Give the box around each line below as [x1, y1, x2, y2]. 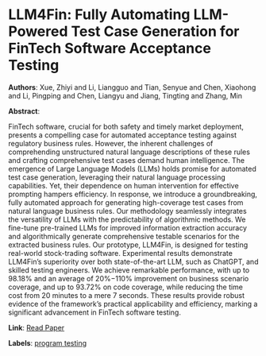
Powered [8, 22, 68, 41]
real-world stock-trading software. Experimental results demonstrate [8, 248, 233, 257]
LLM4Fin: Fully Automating [8, 6, 191, 24]
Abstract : [8, 106, 40, 116]
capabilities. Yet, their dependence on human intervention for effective [8, 180, 240, 190]
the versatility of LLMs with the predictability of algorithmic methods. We [8, 215, 246, 224]
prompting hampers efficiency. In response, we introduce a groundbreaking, [8, 189, 258, 199]
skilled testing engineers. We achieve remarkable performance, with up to [8, 265, 250, 275]
